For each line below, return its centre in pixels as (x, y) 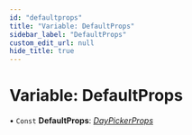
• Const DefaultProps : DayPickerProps (82, 121)
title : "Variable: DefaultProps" (72, 26)
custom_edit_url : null (52, 43)
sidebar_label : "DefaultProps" (68, 34)
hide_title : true (42, 51)
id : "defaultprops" (46, 18)
